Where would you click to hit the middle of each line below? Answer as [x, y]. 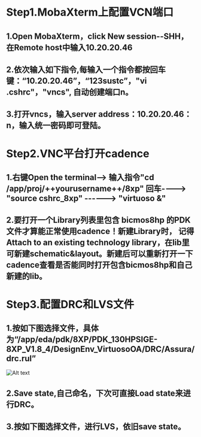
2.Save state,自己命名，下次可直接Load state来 [95, 393]
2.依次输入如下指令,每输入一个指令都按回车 [86, 69]
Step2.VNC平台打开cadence [78, 154]
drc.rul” [21, 358]
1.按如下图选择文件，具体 [53, 328]
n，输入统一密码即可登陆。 [56, 125]
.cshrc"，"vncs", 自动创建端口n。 [70, 92]
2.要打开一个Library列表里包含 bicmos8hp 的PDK [98, 220]
